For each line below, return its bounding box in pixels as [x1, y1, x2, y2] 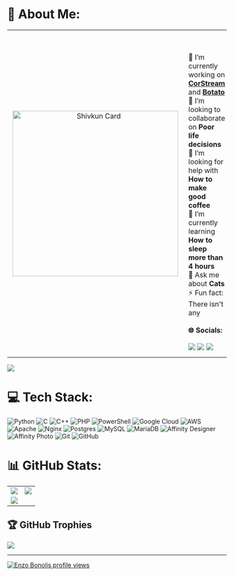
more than [188, 252, 224, 262]
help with [188, 165, 219, 175]
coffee [188, 200, 211, 210]
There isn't [188, 299, 224, 309]
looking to [188, 104, 221, 114]
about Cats [188, 279, 225, 288]
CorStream [188, 78, 226, 88]
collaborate [188, 113, 226, 123]
